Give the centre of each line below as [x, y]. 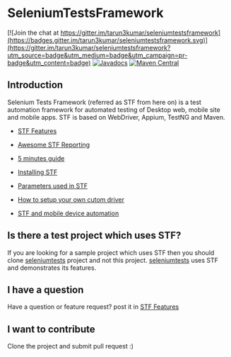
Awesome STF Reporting [54, 144]
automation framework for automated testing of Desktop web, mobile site [114, 109]
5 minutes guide [41, 158]
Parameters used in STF [53, 186]
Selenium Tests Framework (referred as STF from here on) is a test [104, 102]
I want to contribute [51, 329]
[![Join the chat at [33, 33]
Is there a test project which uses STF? [94, 236]
